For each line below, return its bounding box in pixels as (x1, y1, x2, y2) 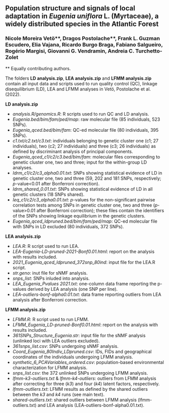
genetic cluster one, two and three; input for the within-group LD (12, 159, 147, 165)
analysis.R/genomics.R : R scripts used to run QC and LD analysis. (12, 111, 149, 117)
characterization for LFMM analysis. (12, 365, 87, 371)
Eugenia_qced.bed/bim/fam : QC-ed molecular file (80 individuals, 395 (12, 127, 159, 133)
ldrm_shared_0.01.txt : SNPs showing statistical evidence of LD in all (12, 186, 153, 192)
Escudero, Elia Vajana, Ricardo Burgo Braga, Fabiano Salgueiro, (5, 41, 163, 48)
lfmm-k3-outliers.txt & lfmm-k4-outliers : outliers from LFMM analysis (12, 375, 156, 381)
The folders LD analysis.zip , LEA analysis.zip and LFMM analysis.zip (5, 75, 152, 81)
